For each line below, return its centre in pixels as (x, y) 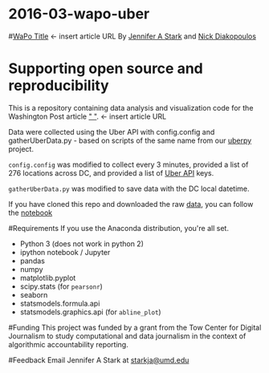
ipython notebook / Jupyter (65, 252)
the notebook (31, 213)
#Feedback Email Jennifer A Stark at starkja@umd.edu (99, 360)
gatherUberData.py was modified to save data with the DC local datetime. (129, 189)
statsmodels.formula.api (60, 303)
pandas (33, 261)
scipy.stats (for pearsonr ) (61, 286)
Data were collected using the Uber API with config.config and (112, 132)
